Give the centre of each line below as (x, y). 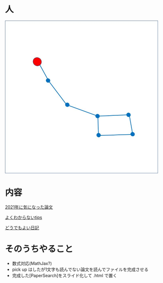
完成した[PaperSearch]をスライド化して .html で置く (65, 275)
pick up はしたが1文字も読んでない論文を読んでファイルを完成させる (80, 269)
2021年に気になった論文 (29, 207)
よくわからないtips (24, 217)
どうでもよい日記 (22, 227)
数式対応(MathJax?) (32, 263)
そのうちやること (39, 249)
